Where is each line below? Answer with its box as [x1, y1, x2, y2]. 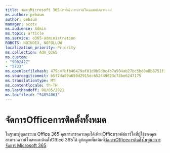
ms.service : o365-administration [5, 36, 76, 41]
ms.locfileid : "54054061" [5, 92, 60, 97]
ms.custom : [5, 54, 28, 60]
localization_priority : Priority [5, 45, 76, 50]
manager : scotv [5, 21, 37, 27]
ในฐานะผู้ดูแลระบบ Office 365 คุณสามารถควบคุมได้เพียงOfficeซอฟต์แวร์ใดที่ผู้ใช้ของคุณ [5, 131, 157, 137]
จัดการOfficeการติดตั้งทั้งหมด [5, 114, 106, 126]
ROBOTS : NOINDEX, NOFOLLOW [5, 41, 62, 46]
